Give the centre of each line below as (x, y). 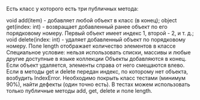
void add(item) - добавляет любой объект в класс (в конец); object (92, 20)
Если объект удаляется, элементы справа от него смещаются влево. (95, 65)
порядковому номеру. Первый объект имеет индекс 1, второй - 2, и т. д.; (100, 33)
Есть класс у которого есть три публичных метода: (72, 9)
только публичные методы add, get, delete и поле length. (79, 91)
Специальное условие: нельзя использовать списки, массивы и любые (98, 52)
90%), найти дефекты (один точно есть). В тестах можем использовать (98, 84)
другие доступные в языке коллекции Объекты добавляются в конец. (96, 59)
